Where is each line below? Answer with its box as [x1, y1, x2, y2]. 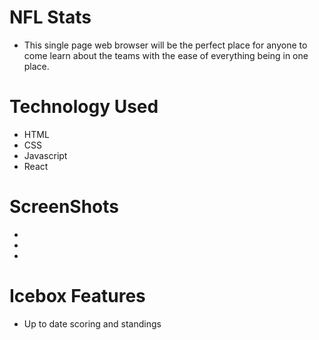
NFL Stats [9, 6, 92, 29]
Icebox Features [9, 285, 146, 307]
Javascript [23, 149, 68, 161]
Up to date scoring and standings [23, 317, 162, 330]
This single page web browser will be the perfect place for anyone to [23, 39, 308, 51]
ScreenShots [9, 196, 119, 218]
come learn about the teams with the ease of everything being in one [23, 49, 309, 61]
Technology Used [9, 96, 159, 118]
